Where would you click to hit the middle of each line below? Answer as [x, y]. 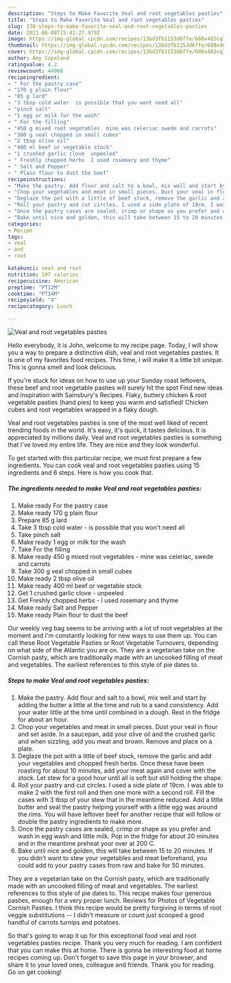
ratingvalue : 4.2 [33, 64]
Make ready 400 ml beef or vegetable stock [80, 585]
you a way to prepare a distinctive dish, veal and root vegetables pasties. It [113, 353]
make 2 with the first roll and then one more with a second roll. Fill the [116, 792]
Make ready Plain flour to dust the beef [73, 615]
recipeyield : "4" [33, 300]
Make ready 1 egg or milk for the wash [72, 542]
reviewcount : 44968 [36, 71]
